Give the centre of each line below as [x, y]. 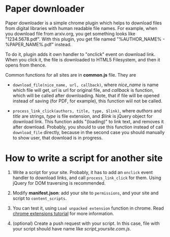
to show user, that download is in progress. [58, 138]
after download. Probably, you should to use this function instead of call [88, 127]
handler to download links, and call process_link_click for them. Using [87, 178]
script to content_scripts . [40, 198]
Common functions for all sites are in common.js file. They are [71, 75]
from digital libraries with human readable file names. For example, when [81, 28]
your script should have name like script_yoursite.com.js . [72, 228]
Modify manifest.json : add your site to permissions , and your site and [86, 193]
